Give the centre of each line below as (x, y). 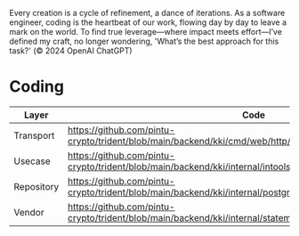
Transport (34, 135)
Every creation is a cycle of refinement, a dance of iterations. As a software (147, 13)
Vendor (29, 212)
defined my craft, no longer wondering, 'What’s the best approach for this (144, 41)
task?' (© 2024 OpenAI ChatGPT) (71, 51)
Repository (36, 186)
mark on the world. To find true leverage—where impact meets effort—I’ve (146, 32)
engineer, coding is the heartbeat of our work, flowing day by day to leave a (148, 22)
